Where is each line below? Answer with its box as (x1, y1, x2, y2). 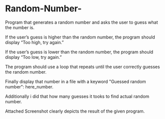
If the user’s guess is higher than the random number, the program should (5, 34, 155, 40)
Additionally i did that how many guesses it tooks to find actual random (5, 93, 150, 99)
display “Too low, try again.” (5, 54, 62, 60)
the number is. (5, 24, 35, 30)
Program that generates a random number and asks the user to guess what (5, 19, 158, 25)
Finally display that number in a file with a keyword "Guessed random (5, 79, 146, 84)
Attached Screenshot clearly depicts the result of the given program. (5, 108, 145, 114)
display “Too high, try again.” (5, 39, 64, 45)
